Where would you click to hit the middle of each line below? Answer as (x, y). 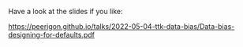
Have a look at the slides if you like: (65, 11)
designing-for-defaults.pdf (52, 35)
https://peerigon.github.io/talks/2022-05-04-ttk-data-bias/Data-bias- (121, 26)
